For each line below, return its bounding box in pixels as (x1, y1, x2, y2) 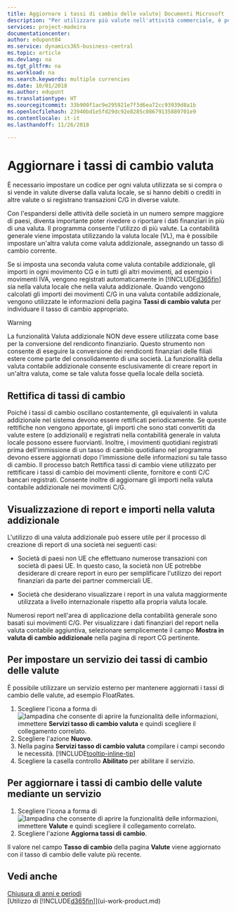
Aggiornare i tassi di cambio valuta (7, 157, 214, 173)
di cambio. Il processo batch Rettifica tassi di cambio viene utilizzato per (7, 461, 217, 469)
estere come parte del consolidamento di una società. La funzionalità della (7, 355, 223, 363)
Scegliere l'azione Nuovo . (17, 734, 93, 743)
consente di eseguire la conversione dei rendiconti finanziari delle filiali (7, 347, 213, 355)
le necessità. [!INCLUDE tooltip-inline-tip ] (17, 749, 136, 758)
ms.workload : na (7, 69, 55, 76)
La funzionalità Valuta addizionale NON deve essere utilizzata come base (7, 332, 219, 341)
